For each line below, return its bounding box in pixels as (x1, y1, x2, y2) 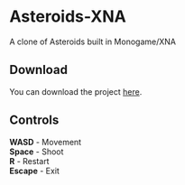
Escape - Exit (9, 165, 60, 176)
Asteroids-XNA (9, 6, 126, 27)
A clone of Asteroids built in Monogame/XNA (9, 36, 176, 47)
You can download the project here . (9, 86, 143, 97)
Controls (9, 113, 60, 128)
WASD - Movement (9, 136, 82, 147)
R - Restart (9, 155, 50, 166)
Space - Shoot (9, 146, 64, 157)
